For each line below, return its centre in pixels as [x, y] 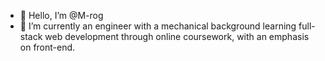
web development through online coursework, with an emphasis [177, 36]
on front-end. [47, 47]
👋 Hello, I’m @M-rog [61, 15]
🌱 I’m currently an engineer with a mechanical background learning [158, 26]
